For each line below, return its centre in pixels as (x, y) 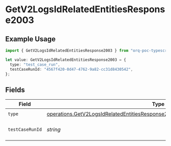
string (54, 130)
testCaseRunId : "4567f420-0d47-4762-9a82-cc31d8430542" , (72, 69)
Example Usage (31, 39)
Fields (15, 90)
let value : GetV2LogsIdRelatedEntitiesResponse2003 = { (66, 60)
